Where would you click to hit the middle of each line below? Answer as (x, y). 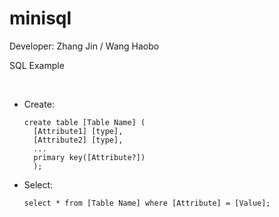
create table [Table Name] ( (84, 122)
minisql (40, 18)
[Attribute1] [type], (78, 131)
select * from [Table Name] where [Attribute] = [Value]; (147, 203)
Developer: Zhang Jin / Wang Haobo (84, 46)
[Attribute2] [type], (78, 140)
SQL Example (37, 65)
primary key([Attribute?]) (89, 157)
